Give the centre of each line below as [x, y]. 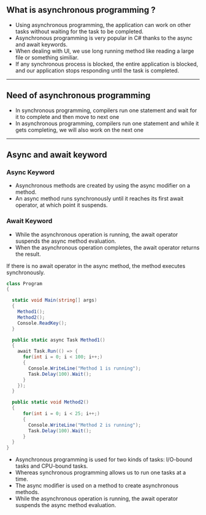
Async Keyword [31, 172]
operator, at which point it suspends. [62, 205]
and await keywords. [41, 44]
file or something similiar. [47, 57]
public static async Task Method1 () [59, 340]
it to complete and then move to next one [67, 116]
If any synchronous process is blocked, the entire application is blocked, [107, 64]
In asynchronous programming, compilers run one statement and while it [107, 123]
